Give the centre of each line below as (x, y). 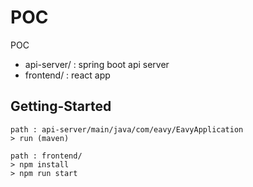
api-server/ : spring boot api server (97, 64)
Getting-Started (61, 106)
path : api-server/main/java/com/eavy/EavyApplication (127, 129)
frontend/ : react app (67, 75)
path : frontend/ (46, 156)
